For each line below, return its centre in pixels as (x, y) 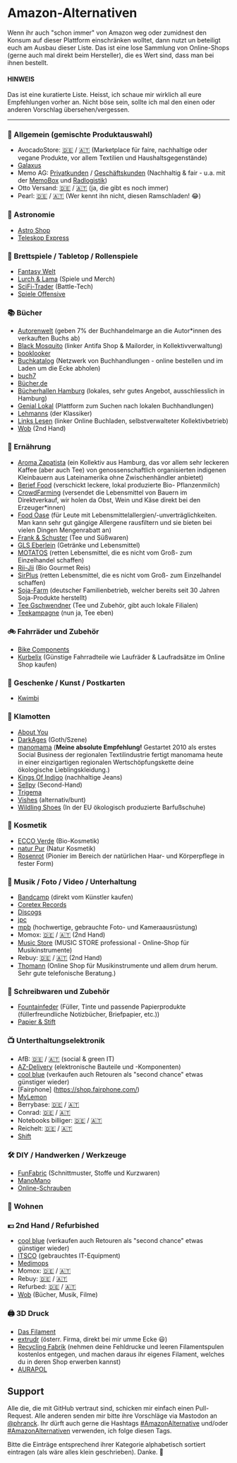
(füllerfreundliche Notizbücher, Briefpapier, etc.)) (89, 1014)
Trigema (30, 792)
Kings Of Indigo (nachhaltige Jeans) (70, 777)
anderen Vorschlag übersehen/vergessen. (68, 110)
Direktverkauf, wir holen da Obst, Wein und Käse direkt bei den (109, 499)
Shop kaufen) (37, 664)
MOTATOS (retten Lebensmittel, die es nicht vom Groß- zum (105, 553)
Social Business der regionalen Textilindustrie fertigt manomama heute (120, 754)
